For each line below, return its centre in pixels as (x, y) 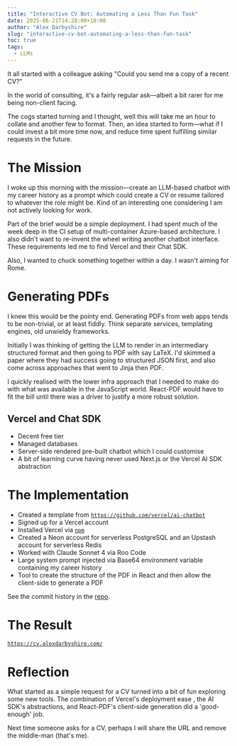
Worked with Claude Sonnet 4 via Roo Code (82, 552)
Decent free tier (40, 436)
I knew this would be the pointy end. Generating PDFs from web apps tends (118, 316)
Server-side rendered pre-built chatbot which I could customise (111, 451)
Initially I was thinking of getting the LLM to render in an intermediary (108, 345)
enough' (20, 714)
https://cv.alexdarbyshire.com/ (55, 644)
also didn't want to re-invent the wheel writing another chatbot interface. (114, 239)
